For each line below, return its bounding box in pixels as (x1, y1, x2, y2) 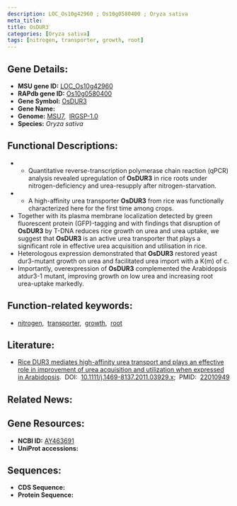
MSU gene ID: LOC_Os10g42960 (17, 81, 113, 90)
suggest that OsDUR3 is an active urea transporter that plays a (17, 234, 201, 242)
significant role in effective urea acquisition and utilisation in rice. (17, 242, 207, 250)
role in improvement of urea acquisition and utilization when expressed (17, 366, 224, 374)
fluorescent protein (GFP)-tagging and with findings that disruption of (17, 219, 221, 227)
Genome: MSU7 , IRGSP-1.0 (17, 111, 98, 120)
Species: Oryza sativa (17, 119, 83, 128)
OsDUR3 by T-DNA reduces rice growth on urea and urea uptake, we (17, 226, 219, 235)
